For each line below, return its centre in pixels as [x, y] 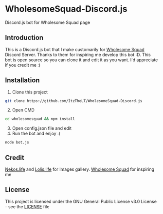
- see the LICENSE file [27, 206]
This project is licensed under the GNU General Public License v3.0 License [81, 201]
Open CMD [23, 110]
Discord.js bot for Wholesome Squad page [48, 22]
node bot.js [17, 143]
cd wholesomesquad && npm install [40, 119]
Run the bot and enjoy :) [36, 134]
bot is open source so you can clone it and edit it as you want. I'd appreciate [81, 60]
